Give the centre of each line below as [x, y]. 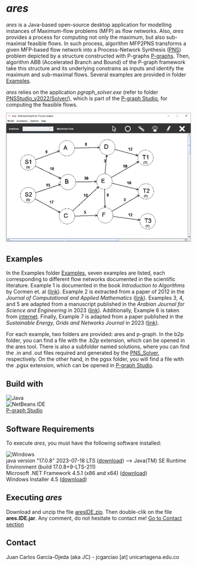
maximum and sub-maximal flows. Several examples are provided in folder [96, 74]
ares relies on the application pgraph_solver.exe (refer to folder [82, 92]
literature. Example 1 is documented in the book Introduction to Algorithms [96, 286]
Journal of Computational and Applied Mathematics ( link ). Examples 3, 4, [95, 298]
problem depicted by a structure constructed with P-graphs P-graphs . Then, [98, 56]
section [15, 524]
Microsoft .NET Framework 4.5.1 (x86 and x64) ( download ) [77, 473]
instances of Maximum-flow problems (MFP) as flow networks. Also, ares [95, 30]
